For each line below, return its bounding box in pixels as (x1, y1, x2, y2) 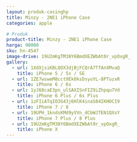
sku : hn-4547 (6, 48, 39, 54)
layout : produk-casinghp (6, 8, 69, 15)
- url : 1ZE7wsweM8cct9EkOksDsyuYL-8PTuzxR (11, 76, 120, 82)
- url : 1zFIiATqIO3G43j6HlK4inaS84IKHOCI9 (11, 98, 120, 105)
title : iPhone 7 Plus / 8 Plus (17, 115, 96, 121)
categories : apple (6, 20, 53, 26)
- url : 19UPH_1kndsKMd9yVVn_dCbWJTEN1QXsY (11, 109, 120, 115)
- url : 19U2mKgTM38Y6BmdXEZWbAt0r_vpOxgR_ (11, 121, 120, 127)
